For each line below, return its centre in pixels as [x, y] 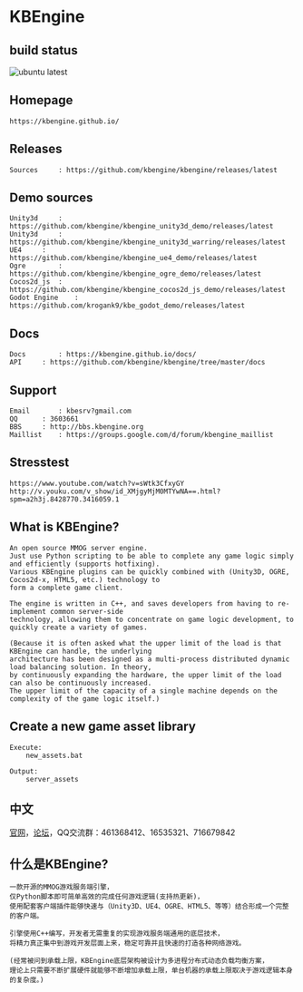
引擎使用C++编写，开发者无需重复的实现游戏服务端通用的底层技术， [117, 934]
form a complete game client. [67, 588]
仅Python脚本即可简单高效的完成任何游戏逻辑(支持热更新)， [107, 897]
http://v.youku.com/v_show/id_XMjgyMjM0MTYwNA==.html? [115, 491]
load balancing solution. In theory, [81, 667]
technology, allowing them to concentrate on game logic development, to [152, 619]
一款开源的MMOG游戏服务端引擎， [62, 887]
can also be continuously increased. [81, 683]
